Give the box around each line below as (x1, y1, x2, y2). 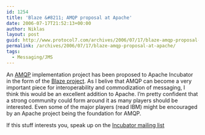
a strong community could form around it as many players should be (6, 97, 178, 104)
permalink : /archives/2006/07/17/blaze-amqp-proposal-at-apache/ (6, 43, 176, 49)
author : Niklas (6, 26, 45, 32)
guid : (6, 37, 20, 43)
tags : (6, 49, 20, 55)
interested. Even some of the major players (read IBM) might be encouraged (6, 103, 198, 110)
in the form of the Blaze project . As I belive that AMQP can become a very (6, 77, 192, 85)
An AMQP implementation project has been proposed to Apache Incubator (6, 71, 193, 78)
